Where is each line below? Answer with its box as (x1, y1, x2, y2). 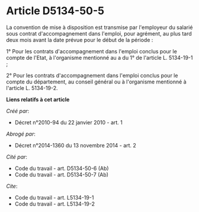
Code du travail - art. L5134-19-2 (14, 200, 95, 207)
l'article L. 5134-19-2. (6, 84, 58, 91)
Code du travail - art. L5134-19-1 (14, 194, 94, 201)
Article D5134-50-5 (6, 4, 105, 18)
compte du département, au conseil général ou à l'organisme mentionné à (6, 78, 187, 85)
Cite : (6, 182, 18, 189)
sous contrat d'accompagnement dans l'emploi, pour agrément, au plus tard (6, 30, 192, 37)
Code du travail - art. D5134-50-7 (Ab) (14, 171, 108, 178)
